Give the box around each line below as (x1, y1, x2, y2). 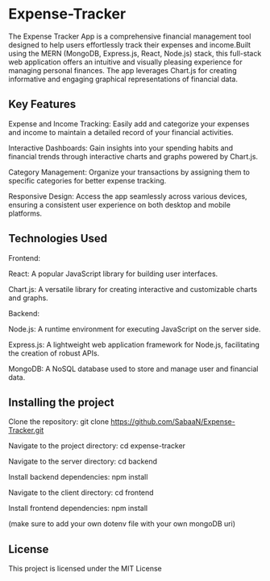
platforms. (8, 208, 43, 218)
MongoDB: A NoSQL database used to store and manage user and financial (8, 364, 259, 373)
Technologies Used (8, 232, 107, 245)
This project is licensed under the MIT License (8, 564, 163, 574)
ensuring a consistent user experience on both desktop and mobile (8, 200, 231, 209)
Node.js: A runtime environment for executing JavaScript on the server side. (8, 323, 261, 334)
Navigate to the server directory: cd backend (8, 456, 157, 467)
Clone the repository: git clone (8, 417, 110, 426)
